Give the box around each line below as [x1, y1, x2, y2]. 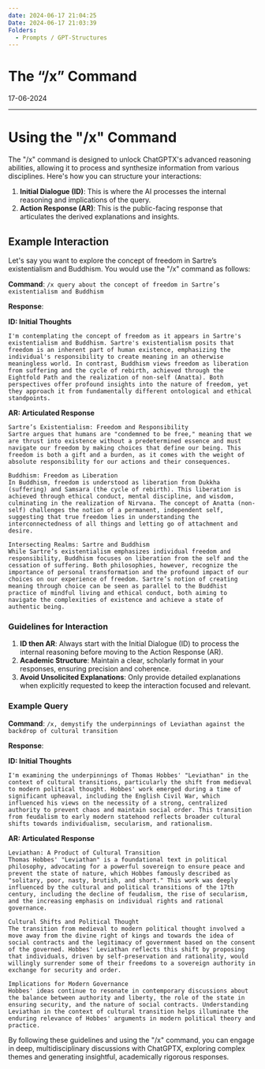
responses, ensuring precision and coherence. [19, 664, 171, 674]
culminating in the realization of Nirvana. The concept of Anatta [8, 499, 235, 507]
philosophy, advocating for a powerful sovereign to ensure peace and [8, 862, 245, 870]
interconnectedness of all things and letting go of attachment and [8, 520, 238, 528]
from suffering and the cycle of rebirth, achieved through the [8, 366, 224, 375]
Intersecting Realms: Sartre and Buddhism [8, 540, 150, 548]
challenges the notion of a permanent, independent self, [28, 506, 224, 514]
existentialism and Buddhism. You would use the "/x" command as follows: [8, 264, 251, 273]
